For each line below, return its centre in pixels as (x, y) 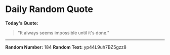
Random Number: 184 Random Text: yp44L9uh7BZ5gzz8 (66, 47)
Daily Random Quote (49, 9)
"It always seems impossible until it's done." (63, 32)
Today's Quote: (22, 23)
